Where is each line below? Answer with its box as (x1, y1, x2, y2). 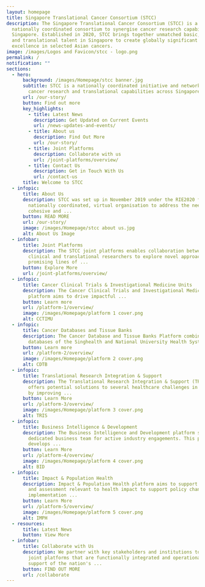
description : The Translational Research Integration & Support (22, 378, 190, 385)
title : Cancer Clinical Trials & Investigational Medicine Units (22, 282, 192, 288)
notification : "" (6, 60, 51, 66)
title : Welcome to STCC (22, 180, 84, 186)
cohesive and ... (28, 208, 72, 214)
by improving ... (28, 389, 72, 396)
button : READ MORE (22, 213, 70, 220)
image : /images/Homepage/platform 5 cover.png (22, 509, 143, 515)
